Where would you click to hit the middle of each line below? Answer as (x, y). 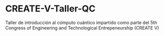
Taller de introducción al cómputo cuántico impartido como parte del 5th (81, 22)
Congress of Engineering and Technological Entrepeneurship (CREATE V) (82, 27)
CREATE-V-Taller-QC (50, 9)
